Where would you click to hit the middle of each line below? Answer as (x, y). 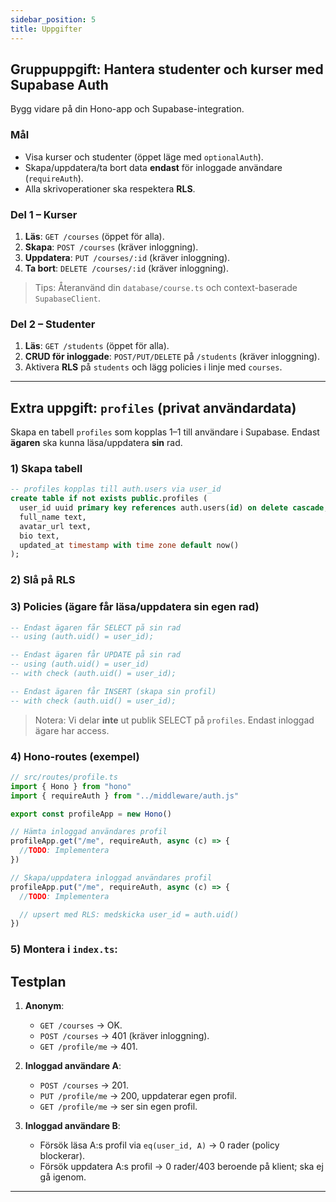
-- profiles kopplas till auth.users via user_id (116, 489)
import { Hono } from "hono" (71, 786)
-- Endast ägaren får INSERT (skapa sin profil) (113, 691)
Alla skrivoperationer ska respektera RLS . (110, 188)
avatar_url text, (55, 526)
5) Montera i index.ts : (64, 949)
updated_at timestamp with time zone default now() (129, 545)
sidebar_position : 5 (53, 19)
